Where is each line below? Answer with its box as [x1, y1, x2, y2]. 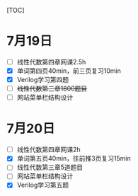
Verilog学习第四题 [16, 76, 69, 84]
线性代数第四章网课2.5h [16, 57, 86, 66]
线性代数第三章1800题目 [16, 84, 88, 93]
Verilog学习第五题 [16, 180, 69, 190]
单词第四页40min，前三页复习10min [16, 67, 122, 75]
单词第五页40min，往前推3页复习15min [16, 154, 132, 163]
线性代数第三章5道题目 [16, 163, 84, 172]
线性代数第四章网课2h [16, 145, 81, 154]
